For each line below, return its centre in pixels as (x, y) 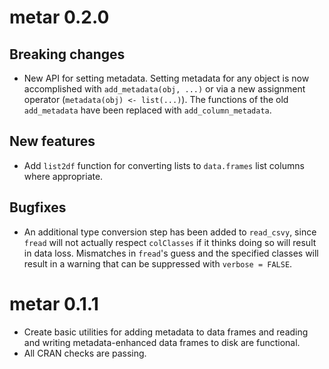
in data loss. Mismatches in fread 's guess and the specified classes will (171, 253)
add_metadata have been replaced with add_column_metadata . (147, 110)
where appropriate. (63, 176)
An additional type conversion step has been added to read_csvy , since (170, 232)
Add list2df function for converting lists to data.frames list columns (164, 165)
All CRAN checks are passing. (85, 353)
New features (52, 141)
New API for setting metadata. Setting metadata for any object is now (166, 78)
